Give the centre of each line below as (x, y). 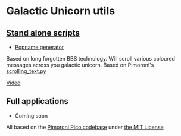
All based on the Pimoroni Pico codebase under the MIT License (85, 127)
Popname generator (39, 47)
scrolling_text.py (26, 71)
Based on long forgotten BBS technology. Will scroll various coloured (91, 58)
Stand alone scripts (43, 33)
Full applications (37, 101)
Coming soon (31, 116)
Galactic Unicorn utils (60, 11)
